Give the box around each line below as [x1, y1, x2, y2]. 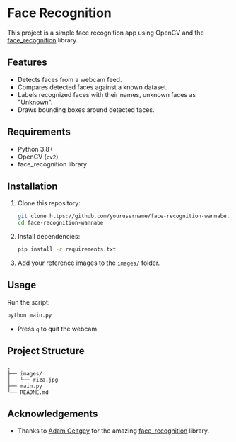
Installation [7, 180, 58, 192]
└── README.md [7, 388, 49, 396]
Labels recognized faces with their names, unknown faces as [17, 90, 196, 98]
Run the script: [7, 297, 50, 306]
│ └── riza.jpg [7, 376, 59, 383]
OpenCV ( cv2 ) [17, 152, 59, 161]
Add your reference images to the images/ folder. [17, 259, 160, 267]
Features [7, 57, 47, 69]
